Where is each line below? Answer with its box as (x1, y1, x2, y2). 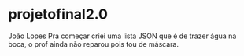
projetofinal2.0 (8, 5, 109, 23)
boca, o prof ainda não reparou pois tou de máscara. (8, 39, 179, 48)
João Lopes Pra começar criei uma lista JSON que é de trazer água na (8, 31, 237, 40)
